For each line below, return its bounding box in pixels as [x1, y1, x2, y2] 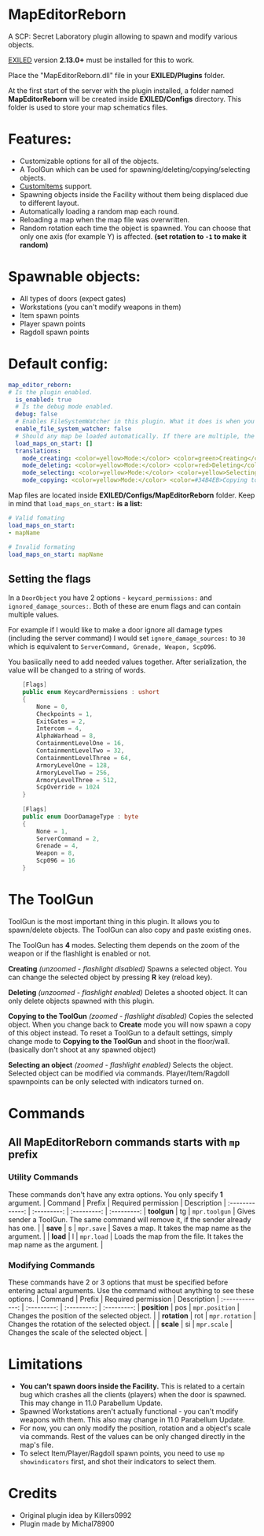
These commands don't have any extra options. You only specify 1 [8, 1189, 224, 1199]
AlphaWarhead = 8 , [36, 732, 97, 740]
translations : [15, 447, 61, 455]
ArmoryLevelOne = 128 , [36, 761, 111, 770]
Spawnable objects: [8, 268, 141, 285]
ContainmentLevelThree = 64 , [36, 754, 132, 762]
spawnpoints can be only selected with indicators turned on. [8, 1076, 204, 1086]
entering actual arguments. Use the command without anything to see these [8, 1286, 255, 1296]
